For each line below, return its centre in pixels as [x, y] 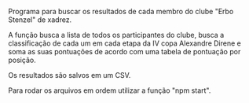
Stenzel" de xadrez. [40, 20]
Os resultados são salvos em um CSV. [70, 75]
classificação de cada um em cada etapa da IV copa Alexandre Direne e [124, 43]
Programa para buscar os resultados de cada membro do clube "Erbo [121, 11]
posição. [22, 60]
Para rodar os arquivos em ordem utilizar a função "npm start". [110, 90]
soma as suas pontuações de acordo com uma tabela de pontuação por [124, 51]
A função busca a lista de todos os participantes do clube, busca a [116, 35]
